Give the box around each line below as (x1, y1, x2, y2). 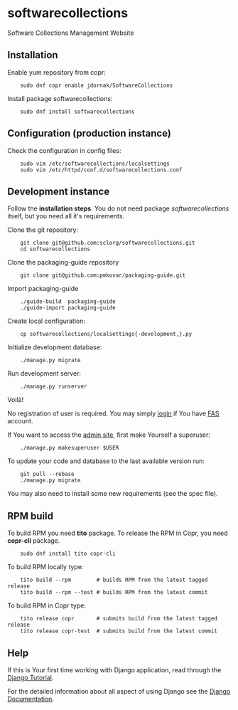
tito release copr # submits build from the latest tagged (20, 615, 218, 622)
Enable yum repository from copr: (7, 68, 107, 76)
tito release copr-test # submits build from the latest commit (20, 627, 218, 635)
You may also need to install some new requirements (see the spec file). (7, 489, 218, 498)
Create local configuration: (7, 317, 85, 325)
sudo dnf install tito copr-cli (20, 550, 116, 558)
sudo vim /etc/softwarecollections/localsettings (20, 160, 171, 167)
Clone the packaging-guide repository (7, 258, 119, 267)
